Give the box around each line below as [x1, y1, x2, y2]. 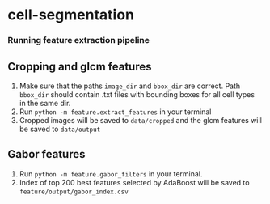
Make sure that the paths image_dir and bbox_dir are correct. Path [19, 81, 241, 91]
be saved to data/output [19, 124, 101, 134]
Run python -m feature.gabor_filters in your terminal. [19, 168, 203, 179]
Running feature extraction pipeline [7, 35, 150, 46]
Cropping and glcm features [7, 59, 152, 74]
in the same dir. [19, 98, 71, 108]
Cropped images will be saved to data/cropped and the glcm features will [19, 115, 262, 125]
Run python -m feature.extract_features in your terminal [19, 107, 212, 117]
